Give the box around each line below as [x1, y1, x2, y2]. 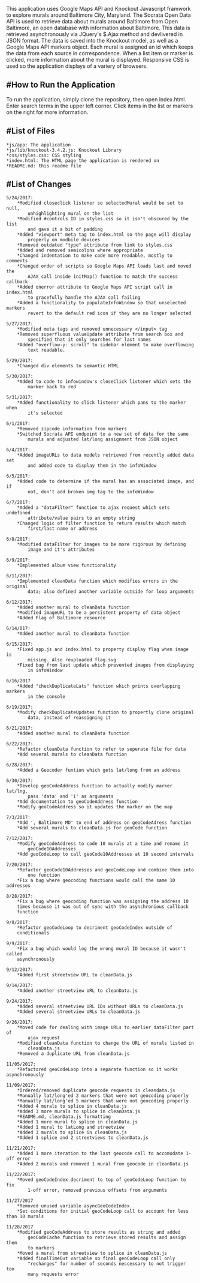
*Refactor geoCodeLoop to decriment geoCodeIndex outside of [17, 925, 172, 931]
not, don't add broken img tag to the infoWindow [28, 489, 154, 495]
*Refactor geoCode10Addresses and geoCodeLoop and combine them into [17, 867, 195, 873]
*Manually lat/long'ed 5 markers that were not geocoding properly [17, 1098, 189, 1104]
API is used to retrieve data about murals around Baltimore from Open [6, 18, 178, 25]
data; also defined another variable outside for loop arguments [28, 589, 195, 595]
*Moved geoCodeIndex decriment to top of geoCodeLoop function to [17, 1177, 186, 1183]
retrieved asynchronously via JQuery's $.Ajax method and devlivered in [6, 31, 183, 38]
